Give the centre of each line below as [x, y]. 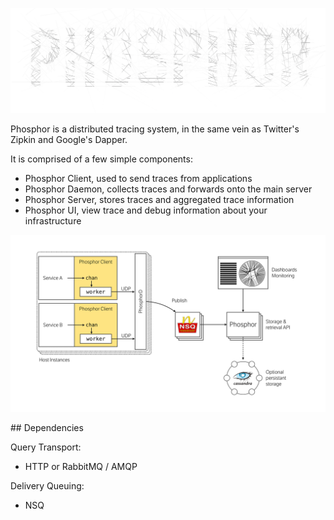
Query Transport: [46, 447]
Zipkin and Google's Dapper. [69, 139]
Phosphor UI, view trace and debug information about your [146, 210]
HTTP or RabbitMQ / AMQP [81, 467]
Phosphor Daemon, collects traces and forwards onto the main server [168, 189]
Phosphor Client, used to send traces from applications [138, 178]
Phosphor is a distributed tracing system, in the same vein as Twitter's [155, 129]
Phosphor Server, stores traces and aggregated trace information [159, 199]
